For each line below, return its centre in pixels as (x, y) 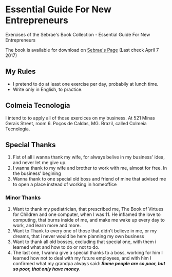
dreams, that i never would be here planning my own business (78, 236)
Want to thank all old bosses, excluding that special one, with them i (84, 242)
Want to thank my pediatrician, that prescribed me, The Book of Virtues (88, 209)
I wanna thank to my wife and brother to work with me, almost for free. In (90, 168)
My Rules (21, 72)
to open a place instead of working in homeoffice (65, 184)
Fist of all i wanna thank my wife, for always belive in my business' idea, (89, 157)
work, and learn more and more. (47, 225)
